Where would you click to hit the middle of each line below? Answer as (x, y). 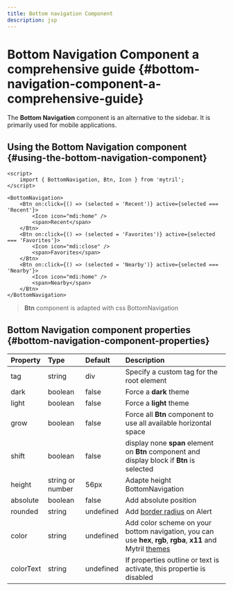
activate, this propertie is (165, 569)
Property (26, 360)
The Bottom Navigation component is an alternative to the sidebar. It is (109, 118)
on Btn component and (163, 452)
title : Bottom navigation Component (60, 14)
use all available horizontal (168, 423)
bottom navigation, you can (170, 531)
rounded (25, 512)
